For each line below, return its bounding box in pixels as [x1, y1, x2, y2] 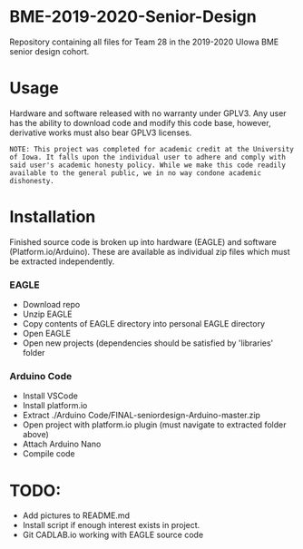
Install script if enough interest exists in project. [22, 520, 200, 531]
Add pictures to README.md [22, 510, 130, 521]
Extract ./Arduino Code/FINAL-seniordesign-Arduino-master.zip [22, 410, 261, 421]
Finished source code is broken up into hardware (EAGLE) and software [9, 236, 277, 247]
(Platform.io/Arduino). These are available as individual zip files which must [9, 246, 290, 257]
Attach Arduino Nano [22, 438, 102, 450]
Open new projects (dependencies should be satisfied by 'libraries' [22, 338, 274, 348]
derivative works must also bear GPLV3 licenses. [9, 127, 192, 138]
